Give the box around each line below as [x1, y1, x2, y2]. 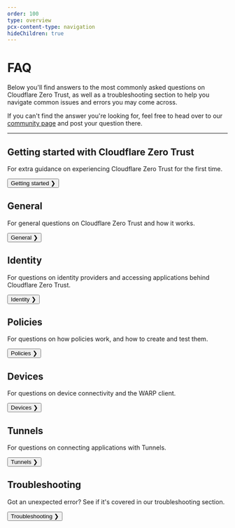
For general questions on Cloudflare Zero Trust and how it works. [7, 219, 195, 227]
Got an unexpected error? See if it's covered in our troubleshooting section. [7, 497, 225, 506]
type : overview [7, 17, 52, 24]
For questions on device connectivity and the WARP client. [7, 389, 176, 398]
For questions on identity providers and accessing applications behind [7, 273, 210, 281]
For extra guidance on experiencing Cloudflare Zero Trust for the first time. [7, 165, 223, 172]
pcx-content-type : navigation [7, 23, 96, 30]
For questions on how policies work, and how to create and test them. [7, 334, 208, 344]
